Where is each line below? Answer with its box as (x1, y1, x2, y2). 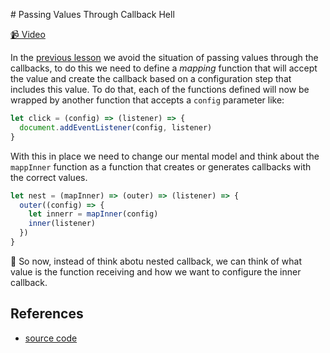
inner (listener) (28, 219, 97, 229)
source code (24, 332, 78, 344)
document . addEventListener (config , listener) (19, 122, 213, 133)
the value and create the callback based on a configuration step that (10, 73, 292, 84)
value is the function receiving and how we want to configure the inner (10, 265, 302, 278)
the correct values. (10, 171, 88, 183)
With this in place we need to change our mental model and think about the (10, 150, 320, 162)
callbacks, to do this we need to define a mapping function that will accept (10, 62, 318, 74)
